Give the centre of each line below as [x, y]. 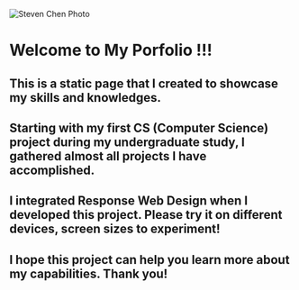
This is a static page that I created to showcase [144, 83]
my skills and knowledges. [86, 98]
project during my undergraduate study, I [127, 142]
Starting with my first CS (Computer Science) [139, 127]
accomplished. [52, 170]
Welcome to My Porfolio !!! [111, 50]
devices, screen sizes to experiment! [115, 229]
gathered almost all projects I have [108, 156]
